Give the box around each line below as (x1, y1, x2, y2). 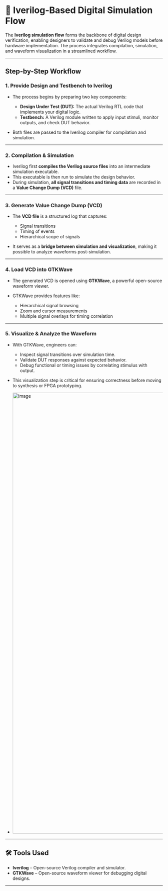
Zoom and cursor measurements (19, 308, 87, 314)
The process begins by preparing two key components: (12, 94, 127, 100)
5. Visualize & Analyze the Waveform (5, 330, 96, 337)
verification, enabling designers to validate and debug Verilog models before (5, 37, 163, 43)
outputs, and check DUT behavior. (19, 119, 91, 125)
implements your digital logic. (19, 109, 81, 115)
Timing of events (19, 228, 55, 234)
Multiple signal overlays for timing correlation (19, 313, 113, 319)
